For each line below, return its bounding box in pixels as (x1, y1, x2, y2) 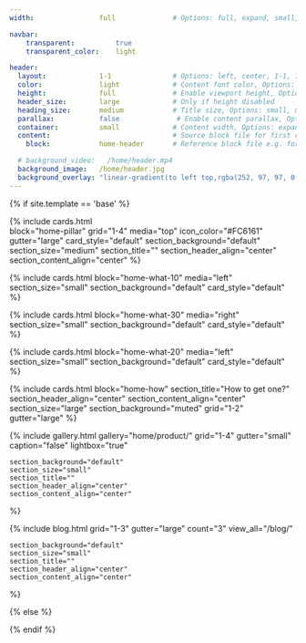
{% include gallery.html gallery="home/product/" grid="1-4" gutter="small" (9, 430, 291, 441)
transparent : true (25, 38, 132, 47)
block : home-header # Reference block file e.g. (25, 140, 283, 149)
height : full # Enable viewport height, (17, 88, 275, 98)
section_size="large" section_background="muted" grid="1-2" (9, 402, 244, 413)
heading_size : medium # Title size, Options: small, (17, 106, 291, 115)
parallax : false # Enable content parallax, (17, 114, 283, 123)
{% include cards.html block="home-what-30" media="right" (9, 309, 240, 320)
